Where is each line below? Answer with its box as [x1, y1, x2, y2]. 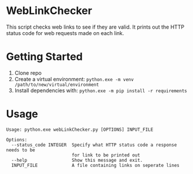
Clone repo [14, 69, 42, 76]
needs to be [6, 147, 35, 153]
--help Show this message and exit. [11, 157, 143, 163]
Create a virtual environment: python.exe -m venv [14, 75, 134, 82]
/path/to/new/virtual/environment [14, 82, 99, 88]
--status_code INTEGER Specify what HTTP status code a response [11, 142, 177, 148]
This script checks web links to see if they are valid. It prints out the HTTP [6, 23, 185, 30]
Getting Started [6, 50, 83, 64]
